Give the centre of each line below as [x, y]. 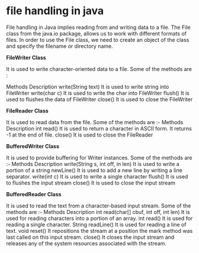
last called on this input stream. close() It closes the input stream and [90, 237]
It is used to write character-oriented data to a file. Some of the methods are [99, 69]
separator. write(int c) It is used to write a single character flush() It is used [97, 176]
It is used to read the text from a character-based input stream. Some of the [99, 206]
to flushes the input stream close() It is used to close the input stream [91, 183]
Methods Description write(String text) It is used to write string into [88, 86]
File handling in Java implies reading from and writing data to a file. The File [98, 27]
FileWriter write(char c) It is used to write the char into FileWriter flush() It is [98, 93]
